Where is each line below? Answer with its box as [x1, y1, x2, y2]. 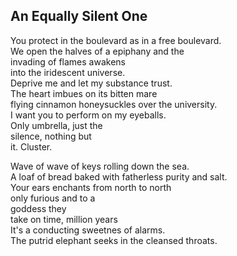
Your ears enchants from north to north [10, 181, 172, 193]
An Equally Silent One [10, 8, 148, 25]
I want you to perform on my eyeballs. [10, 109, 167, 121]
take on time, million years [10, 213, 118, 225]
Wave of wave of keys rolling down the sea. [10, 160, 190, 172]
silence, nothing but [10, 130, 92, 142]
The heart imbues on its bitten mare [10, 87, 158, 99]
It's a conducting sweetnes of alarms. [10, 224, 166, 236]
